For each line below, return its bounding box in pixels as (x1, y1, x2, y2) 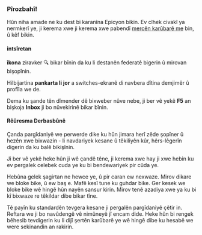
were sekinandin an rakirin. (7, 223, 74, 230)
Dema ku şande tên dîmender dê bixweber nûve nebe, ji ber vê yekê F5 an (7, 97, 191, 104)
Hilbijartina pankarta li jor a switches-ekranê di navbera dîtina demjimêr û (7, 79, 189, 86)
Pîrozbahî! (7, 5, 38, 13)
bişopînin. (7, 67, 31, 75)
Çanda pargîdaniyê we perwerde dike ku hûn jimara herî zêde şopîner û (7, 130, 184, 138)
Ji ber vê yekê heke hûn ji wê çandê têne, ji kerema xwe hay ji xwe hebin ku (7, 155, 194, 162)
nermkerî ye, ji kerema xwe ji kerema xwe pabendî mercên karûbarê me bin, (7, 25, 194, 32)
